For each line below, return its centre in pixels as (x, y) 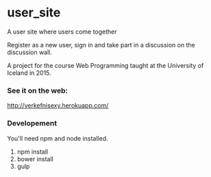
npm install (33, 152)
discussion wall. (30, 52)
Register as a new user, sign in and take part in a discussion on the (101, 45)
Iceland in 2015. (29, 73)
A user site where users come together (62, 32)
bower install (35, 158)
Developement (32, 123)
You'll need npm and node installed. (58, 138)
